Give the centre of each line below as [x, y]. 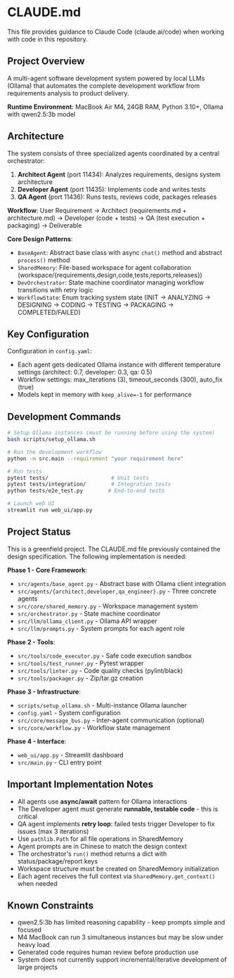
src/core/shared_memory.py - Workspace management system [108, 606]
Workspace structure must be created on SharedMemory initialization [118, 868]
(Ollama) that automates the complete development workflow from [104, 86]
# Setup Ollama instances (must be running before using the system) [111, 433]
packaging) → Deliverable [45, 225]
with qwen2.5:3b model [41, 114]
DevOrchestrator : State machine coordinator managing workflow [111, 282]
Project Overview [46, 61]
